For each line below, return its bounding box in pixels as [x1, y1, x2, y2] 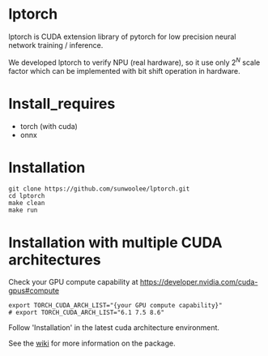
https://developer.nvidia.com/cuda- [139, 277, 258, 287]
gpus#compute [8, 285, 59, 296]
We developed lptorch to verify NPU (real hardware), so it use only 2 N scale [8, 56, 261, 67]
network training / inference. [8, 40, 104, 49]
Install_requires [8, 94, 116, 113]
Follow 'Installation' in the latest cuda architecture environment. [8, 323, 220, 332]
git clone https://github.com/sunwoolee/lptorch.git [8, 185, 190, 193]
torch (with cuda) [19, 121, 79, 131]
